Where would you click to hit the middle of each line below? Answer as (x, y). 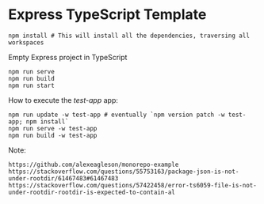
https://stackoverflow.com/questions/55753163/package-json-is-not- (124, 172)
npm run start (32, 85)
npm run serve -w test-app (53, 128)
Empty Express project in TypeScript (68, 57)
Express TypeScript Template (107, 15)
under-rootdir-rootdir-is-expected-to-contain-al (92, 192)
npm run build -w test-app (53, 135)
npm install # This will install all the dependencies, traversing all (129, 36)
